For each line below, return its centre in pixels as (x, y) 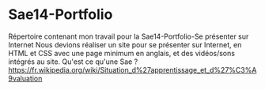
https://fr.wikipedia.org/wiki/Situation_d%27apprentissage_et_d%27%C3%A (132, 69)
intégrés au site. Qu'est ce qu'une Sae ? (73, 62)
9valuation (25, 78)
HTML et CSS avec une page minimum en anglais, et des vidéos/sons (122, 53)
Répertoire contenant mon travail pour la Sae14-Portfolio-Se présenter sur (129, 36)
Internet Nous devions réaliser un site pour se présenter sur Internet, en (125, 44)
